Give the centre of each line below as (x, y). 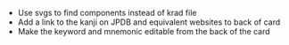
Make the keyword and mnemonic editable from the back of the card (144, 31)
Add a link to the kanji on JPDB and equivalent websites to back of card (149, 22)
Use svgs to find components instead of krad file (107, 13)
